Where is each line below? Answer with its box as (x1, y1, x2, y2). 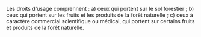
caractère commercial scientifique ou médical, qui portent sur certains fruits (6, 18, 195, 24)
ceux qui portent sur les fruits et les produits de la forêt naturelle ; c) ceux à (6, 11, 194, 18)
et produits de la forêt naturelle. (6, 24, 84, 31)
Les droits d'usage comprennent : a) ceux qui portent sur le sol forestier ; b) (6, 5, 194, 12)
